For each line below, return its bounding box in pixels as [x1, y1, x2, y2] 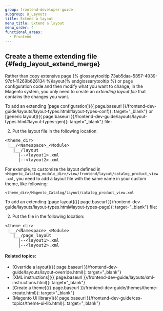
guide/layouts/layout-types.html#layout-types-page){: [5, 204, 114, 210]
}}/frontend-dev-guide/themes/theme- [80, 285, 158, 291]
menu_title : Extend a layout [5, 20, 64, 26]
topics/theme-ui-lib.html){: [12, 300, 66, 306]
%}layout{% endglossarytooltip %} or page [46, 78, 133, 84]
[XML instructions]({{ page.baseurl [12, 274, 82, 280]
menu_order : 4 [5, 25, 34, 30]
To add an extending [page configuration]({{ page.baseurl [5, 103, 122, 109]
